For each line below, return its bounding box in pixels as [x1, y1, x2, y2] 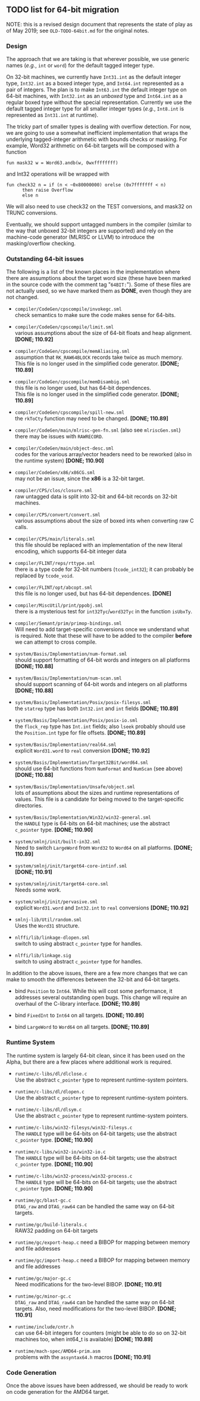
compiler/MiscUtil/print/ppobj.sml [14, 603, 104, 609]
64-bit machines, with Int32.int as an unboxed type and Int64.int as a [6, 93, 183, 100]
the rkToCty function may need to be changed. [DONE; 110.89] [14, 415, 168, 422]
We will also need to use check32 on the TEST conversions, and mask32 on [6, 203, 192, 210]
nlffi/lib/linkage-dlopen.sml [14, 935, 90, 941]
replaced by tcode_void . [14, 572, 74, 579]
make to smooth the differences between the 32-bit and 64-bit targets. [6, 976, 180, 983]
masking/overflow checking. [6, 240, 76, 247]
